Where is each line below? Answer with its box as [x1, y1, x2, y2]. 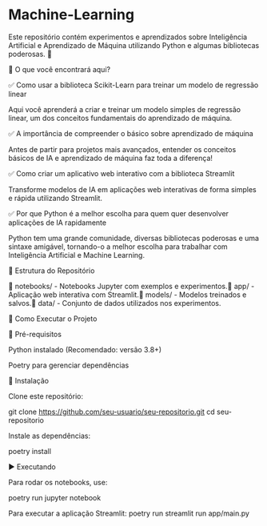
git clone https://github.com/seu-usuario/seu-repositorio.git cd [8, 407, 216, 416]
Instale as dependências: [8, 431, 91, 440]
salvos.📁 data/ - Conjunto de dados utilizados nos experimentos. [8, 298, 221, 307]
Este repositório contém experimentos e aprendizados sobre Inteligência [8, 32, 248, 42]
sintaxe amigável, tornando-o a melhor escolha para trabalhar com [8, 242, 228, 251]
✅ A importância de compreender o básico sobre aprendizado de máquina [8, 128, 253, 138]
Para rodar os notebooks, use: [8, 477, 108, 487]
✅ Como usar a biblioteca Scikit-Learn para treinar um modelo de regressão [8, 80, 259, 90]
